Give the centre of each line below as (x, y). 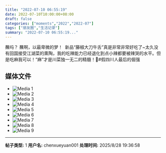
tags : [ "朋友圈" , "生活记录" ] (33, 28)
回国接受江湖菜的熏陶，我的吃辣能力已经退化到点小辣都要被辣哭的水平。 (83, 53)
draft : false (19, 19)
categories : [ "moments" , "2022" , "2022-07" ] (49, 23)
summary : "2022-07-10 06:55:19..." (42, 32)
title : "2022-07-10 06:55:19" (36, 10)
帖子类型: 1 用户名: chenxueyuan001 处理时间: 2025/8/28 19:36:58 (73, 145)
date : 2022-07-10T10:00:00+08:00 (40, 14)
